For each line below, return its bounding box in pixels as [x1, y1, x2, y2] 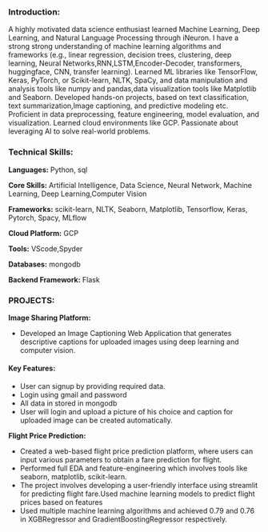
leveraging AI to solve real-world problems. [8, 126, 150, 136]
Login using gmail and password [19, 390, 127, 400]
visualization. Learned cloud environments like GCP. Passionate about [8, 118, 238, 128]
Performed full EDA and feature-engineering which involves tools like [19, 463, 248, 474]
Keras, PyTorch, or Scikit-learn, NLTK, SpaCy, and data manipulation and [8, 75, 248, 86]
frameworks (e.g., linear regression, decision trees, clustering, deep [8, 50, 232, 60]
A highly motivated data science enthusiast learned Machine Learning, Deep [8, 25, 260, 34]
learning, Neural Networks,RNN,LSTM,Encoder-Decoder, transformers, [8, 58, 242, 68]
